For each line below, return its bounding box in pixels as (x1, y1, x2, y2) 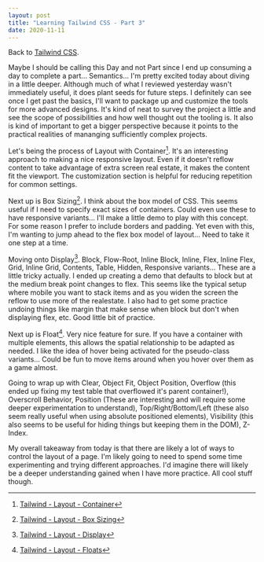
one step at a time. (8, 237, 68, 248)
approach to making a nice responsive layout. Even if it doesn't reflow (8, 155, 234, 164)
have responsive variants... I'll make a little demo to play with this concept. (8, 213, 249, 222)
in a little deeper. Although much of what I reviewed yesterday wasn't (8, 79, 233, 89)
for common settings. (8, 180, 78, 189)
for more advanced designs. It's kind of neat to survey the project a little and (8, 105, 256, 114)
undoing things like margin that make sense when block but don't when (8, 304, 240, 314)
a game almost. (8, 363, 58, 372)
